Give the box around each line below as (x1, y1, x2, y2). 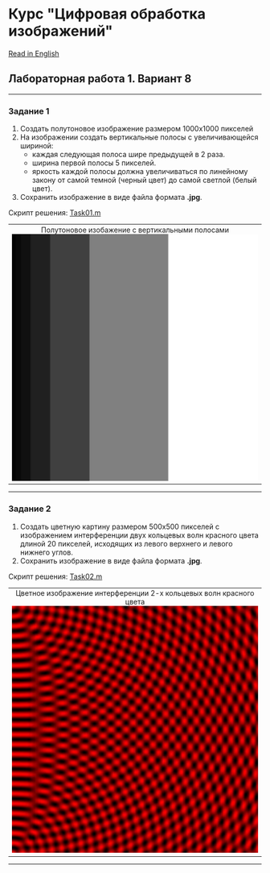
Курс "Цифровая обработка (8, 5, 207, 23)
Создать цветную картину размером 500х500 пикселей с (19, 522, 219, 531)
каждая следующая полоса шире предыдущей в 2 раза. (31, 150, 226, 160)
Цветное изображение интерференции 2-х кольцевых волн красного (15, 588, 255, 598)
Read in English (8, 48, 59, 58)
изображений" (8, 22, 113, 40)
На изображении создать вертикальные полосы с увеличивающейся (19, 132, 259, 142)
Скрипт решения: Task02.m (8, 572, 103, 581)
